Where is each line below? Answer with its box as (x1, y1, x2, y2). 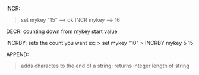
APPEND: (6, 51, 29, 58)
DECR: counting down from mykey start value (6, 28, 118, 35)
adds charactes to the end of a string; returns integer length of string (20, 62, 189, 69)
